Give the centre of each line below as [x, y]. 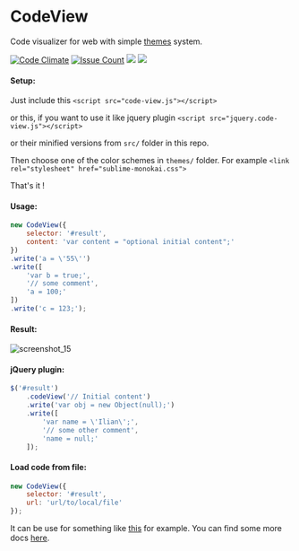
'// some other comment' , [91, 430]
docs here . [30, 538]
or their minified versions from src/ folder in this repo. [110, 143]
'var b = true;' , [59, 275]
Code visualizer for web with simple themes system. [107, 41]
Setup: [23, 80]
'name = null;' [71, 438]
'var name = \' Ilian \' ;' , [91, 422]
